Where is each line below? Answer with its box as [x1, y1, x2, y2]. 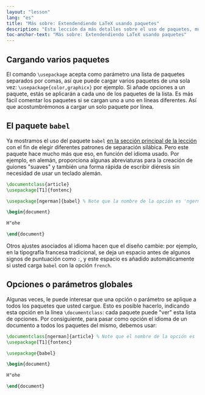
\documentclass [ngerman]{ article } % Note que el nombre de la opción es [6, 333, 195, 339]
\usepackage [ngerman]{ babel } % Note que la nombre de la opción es [6, 198, 182, 204]
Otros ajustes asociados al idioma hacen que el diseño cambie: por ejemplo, [6, 242, 198, 249]
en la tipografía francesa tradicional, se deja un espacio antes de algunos [6, 249, 191, 256]
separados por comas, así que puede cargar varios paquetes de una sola [6, 77, 190, 84]
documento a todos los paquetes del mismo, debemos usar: [6, 322, 157, 329]
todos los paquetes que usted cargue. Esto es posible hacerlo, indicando [6, 302, 190, 309]
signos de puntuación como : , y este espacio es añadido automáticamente [6, 255, 195, 262]
